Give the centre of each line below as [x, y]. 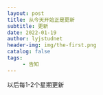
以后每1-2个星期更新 [36, 84]
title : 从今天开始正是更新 [41, 20]
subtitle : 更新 [28, 26]
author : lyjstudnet [35, 39]
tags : [15, 58]
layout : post [26, 13]
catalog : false [29, 52]
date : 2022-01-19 [32, 32]
